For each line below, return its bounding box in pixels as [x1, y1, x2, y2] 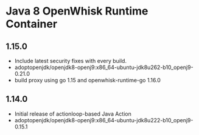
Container [5, 17, 58, 31]
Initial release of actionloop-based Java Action [14, 110, 131, 117]
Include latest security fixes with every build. [14, 58, 127, 64]
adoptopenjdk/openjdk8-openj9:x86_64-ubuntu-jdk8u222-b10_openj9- [14, 116, 194, 123]
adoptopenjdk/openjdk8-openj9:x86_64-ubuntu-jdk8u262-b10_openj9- [14, 64, 194, 71]
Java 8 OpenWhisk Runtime [5, 4, 148, 18]
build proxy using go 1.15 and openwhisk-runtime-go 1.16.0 [14, 77, 161, 84]
